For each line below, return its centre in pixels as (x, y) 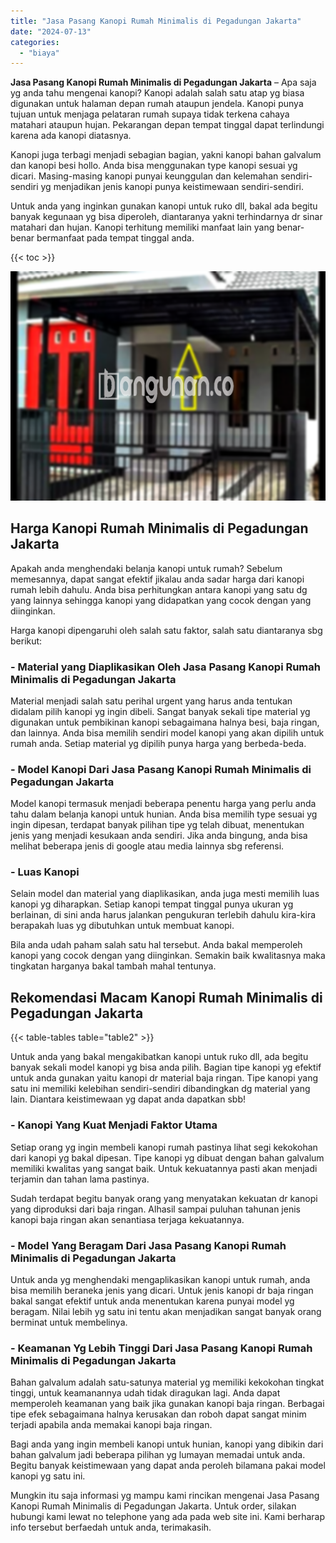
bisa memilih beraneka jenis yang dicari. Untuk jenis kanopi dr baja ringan (162, 1290)
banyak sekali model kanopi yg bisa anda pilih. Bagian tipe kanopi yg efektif (166, 1067)
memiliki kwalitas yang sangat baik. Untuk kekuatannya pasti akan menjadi (164, 1168)
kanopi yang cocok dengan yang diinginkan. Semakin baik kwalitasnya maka (168, 956)
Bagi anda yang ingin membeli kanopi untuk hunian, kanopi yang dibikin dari (167, 1444)
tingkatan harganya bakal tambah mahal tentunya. (113, 966)
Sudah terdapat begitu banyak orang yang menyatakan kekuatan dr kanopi (164, 1198)
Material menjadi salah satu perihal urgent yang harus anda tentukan (151, 701)
